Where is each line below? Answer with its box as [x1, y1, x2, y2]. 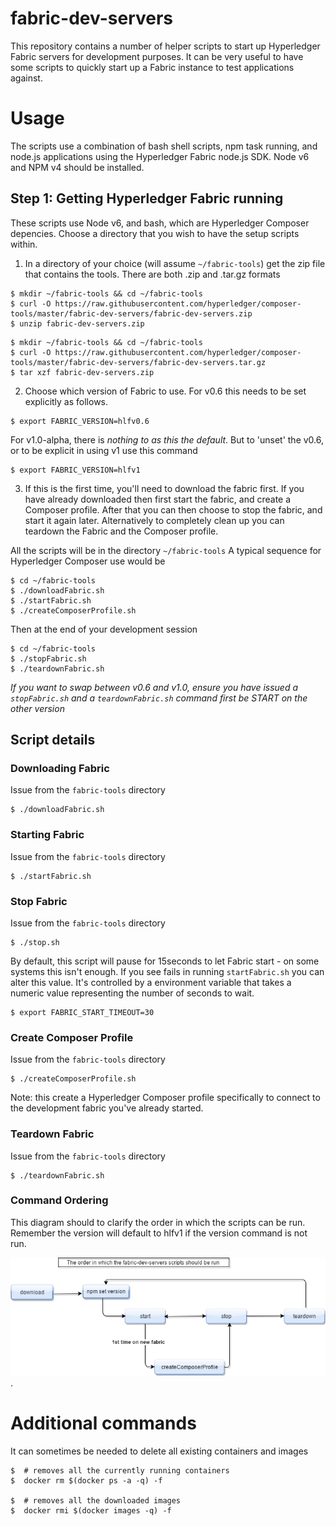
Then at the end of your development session [10, 623, 198, 635]
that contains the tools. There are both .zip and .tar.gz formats [24, 268, 281, 280]
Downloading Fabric [10, 762, 110, 775]
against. [10, 72, 43, 84]
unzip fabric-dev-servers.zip [19, 318, 145, 329]
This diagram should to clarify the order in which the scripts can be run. [10, 1216, 306, 1228]
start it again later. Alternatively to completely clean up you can [24, 514, 285, 526]
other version [10, 702, 65, 714]
